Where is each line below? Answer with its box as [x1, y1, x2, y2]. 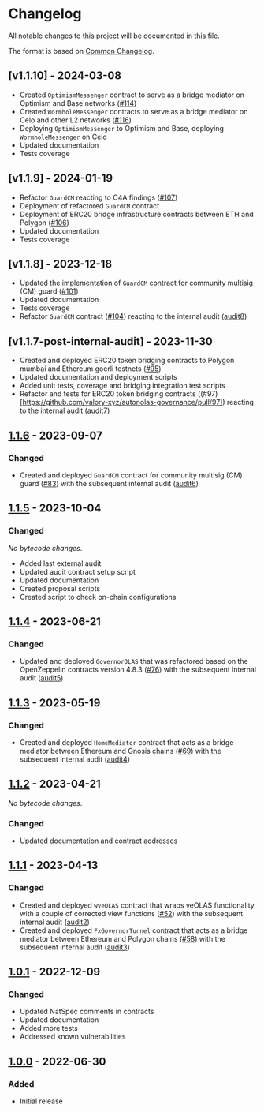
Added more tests [19, 1024, 78, 1033]
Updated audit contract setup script [19, 567, 136, 576]
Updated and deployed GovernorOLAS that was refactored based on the [19, 657, 248, 666]
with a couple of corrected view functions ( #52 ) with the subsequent [19, 908, 244, 918]
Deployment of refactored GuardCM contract [19, 200, 160, 210]
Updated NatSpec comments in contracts [19, 1007, 154, 1017]
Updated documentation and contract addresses [19, 836, 178, 845]
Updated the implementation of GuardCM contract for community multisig [19, 278, 254, 288]
